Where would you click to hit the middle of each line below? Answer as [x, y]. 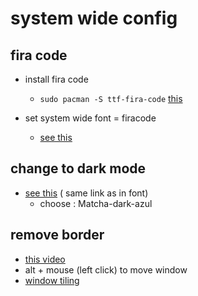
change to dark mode [78, 168]
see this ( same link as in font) [86, 193]
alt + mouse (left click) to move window [106, 269]
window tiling [52, 280]
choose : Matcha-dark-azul [96, 203]
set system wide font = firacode [90, 118]
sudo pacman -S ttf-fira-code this [111, 98]
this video [45, 259]
